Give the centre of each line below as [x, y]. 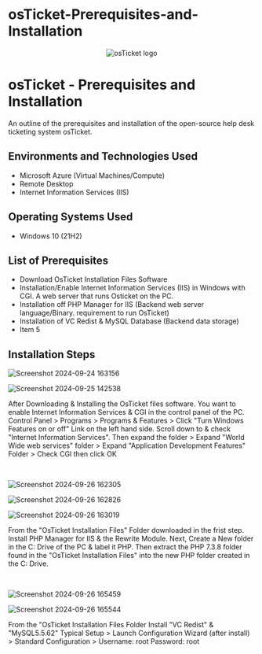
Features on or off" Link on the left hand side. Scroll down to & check [120, 429]
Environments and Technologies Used [103, 156]
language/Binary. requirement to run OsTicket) [95, 313]
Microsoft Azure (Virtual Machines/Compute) [92, 176]
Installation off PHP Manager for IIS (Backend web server [112, 305]
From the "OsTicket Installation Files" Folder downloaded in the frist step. [126, 530]
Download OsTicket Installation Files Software [93, 279]
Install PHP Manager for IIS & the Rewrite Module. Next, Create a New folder [131, 539]
